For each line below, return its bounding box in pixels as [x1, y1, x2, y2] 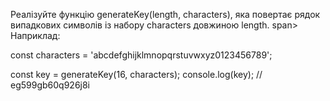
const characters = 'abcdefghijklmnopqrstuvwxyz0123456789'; [10, 49, 273, 61]
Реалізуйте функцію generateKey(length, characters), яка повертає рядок [10, 9, 321, 20]
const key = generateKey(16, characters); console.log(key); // [10, 69, 263, 80]
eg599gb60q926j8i [10, 79, 91, 91]
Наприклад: [10, 30, 61, 41]
